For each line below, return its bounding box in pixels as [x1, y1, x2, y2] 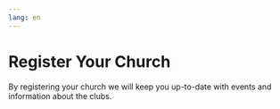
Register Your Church [8, 51, 171, 71]
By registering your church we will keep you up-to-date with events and [8, 81, 272, 92]
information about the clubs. [8, 90, 112, 101]
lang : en [8, 13, 41, 22]
